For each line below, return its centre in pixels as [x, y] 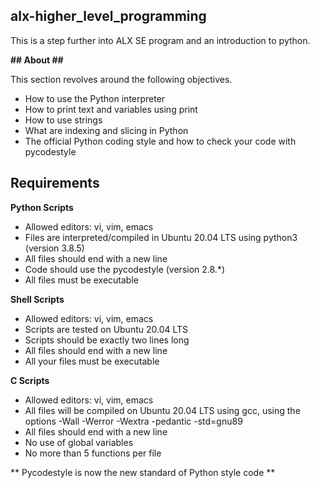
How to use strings [63, 120]
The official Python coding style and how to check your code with [160, 141]
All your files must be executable [92, 361]
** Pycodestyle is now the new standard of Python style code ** [143, 472]
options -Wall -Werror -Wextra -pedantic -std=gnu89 [133, 421]
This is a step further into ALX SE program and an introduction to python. [160, 40]
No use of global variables [79, 442]
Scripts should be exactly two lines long [107, 340]
